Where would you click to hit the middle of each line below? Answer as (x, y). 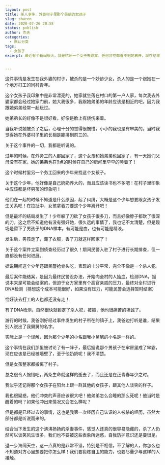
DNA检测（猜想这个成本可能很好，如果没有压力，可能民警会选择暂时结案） (81, 289)
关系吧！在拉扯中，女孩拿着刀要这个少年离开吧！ (59, 206)
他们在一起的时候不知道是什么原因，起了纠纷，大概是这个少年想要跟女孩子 (80, 200)
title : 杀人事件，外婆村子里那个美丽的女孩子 (46, 14)
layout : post (18, 10)
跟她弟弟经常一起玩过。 (29, 108)
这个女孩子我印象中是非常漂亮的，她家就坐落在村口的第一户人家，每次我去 (80, 95)
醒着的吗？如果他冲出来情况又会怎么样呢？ (48, 402)
